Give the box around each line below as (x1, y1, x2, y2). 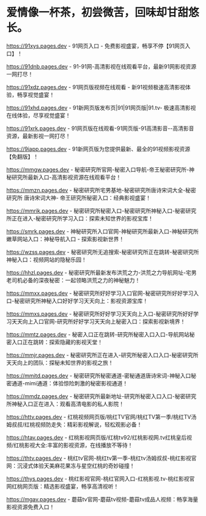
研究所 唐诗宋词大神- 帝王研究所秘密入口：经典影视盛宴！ (6, 194, 152, 202)
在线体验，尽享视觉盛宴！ (6, 111, 71, 119)
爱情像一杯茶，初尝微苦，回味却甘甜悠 (6, 5, 200, 20)
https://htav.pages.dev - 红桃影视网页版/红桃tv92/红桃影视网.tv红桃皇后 (6, 434, 187, 441)
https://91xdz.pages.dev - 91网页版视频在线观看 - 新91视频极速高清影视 (6, 83, 186, 90)
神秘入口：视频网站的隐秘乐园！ (6, 256, 87, 263)
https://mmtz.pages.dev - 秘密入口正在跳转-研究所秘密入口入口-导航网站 (6, 330, 189, 338)
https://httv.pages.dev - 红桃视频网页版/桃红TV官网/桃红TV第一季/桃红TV (6, 413, 191, 420)
